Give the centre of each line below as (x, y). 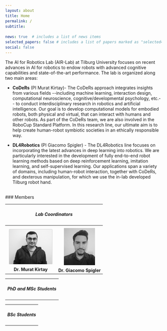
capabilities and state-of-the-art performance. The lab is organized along (80, 73)
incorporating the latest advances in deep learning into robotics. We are (86, 150)
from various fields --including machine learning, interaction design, (82, 93)
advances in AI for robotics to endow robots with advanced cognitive (76, 67)
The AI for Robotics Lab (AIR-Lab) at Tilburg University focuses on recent (80, 62)
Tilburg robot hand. (32, 182)
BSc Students (22, 315)
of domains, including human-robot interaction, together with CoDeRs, (84, 171)
